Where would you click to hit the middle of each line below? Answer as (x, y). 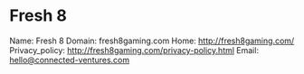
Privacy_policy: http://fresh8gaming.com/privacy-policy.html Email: (134, 50)
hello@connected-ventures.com (70, 60)
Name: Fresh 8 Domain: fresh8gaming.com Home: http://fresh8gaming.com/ (152, 41)
